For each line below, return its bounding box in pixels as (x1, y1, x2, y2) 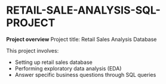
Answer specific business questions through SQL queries (14, 71, 156, 78)
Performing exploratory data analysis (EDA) (14, 64, 122, 72)
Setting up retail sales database (14, 59, 93, 66)
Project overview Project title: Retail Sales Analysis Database (6, 35, 157, 43)
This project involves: (6, 47, 59, 54)
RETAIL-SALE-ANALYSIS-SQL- (6, 4, 161, 17)
